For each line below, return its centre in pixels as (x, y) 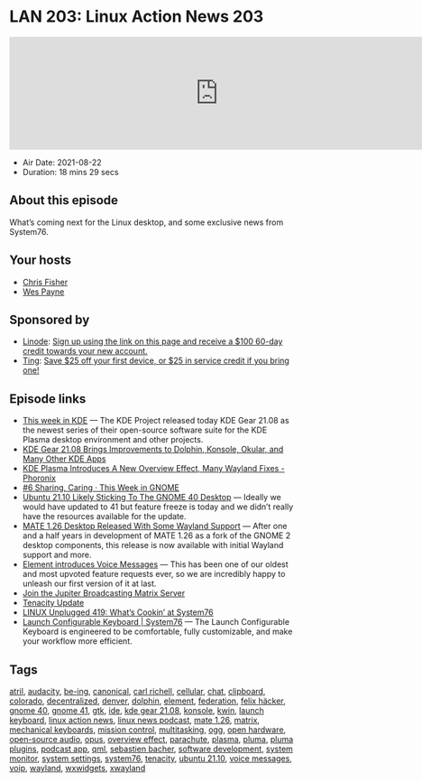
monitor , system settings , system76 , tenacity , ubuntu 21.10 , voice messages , (151, 759)
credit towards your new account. (85, 351)
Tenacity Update (53, 603)
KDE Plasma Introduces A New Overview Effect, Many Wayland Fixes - (154, 469)
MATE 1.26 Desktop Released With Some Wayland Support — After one (155, 526)
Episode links (48, 399)
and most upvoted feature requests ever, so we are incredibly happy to (154, 574)
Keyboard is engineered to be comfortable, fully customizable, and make (157, 632)
